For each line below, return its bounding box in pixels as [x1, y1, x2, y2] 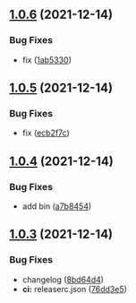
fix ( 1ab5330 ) [21, 54, 72, 65]
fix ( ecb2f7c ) [21, 127, 70, 138]
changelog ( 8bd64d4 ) [21, 273, 105, 285]
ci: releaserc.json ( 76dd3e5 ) [21, 283, 128, 294]
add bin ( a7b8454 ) [21, 201, 92, 212]
